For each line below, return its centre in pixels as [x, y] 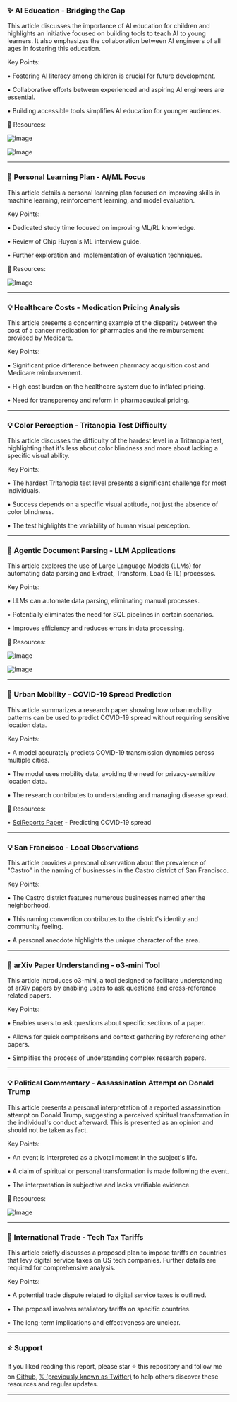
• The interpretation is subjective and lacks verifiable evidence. [99, 1185]
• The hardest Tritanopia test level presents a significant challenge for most [117, 483]
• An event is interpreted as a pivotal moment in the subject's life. [102, 1157]
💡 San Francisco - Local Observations [73, 847]
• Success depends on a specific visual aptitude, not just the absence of [113, 504]
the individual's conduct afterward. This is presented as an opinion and [110, 1122]
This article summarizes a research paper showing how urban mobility [109, 709]
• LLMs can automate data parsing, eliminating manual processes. [103, 601]
